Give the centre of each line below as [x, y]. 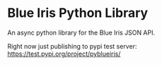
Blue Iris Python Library [78, 13]
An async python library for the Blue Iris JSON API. [81, 32]
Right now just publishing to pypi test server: [72, 46]
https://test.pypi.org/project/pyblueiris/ [64, 54]
